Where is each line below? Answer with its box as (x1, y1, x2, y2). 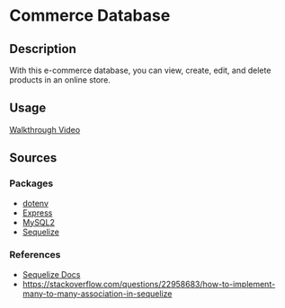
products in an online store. (9, 75, 111, 85)
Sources (9, 150, 58, 166)
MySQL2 (22, 216, 56, 227)
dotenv (22, 198, 49, 208)
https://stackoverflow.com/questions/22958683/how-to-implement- (22, 278, 276, 289)
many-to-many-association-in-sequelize (22, 288, 173, 299)
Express (22, 207, 53, 218)
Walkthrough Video (9, 124, 81, 135)
